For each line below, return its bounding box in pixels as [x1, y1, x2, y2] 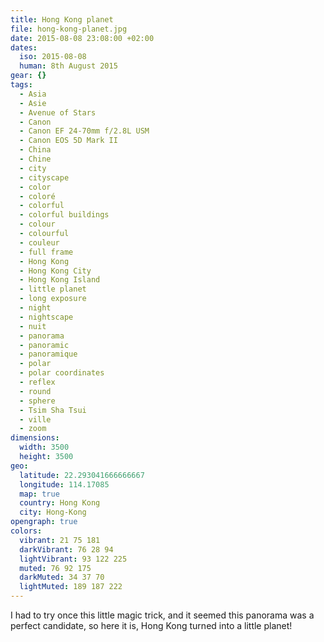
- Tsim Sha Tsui [19, 405, 87, 415]
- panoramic [19, 340, 70, 350]
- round [19, 386, 52, 396]
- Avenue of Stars [19, 107, 97, 118]
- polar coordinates [19, 368, 105, 378]
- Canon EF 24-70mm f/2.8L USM [19, 126, 150, 136]
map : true [19, 489, 60, 499]
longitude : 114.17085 [19, 479, 110, 490]
